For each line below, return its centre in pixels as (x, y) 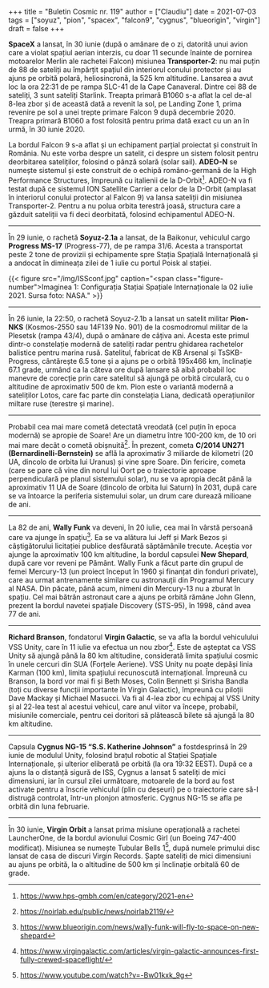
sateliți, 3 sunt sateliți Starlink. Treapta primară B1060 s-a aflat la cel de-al (130, 95)
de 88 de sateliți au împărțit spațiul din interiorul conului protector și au (125, 70)
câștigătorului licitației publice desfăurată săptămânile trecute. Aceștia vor (130, 546)
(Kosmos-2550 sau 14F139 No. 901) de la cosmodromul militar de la (137, 327)
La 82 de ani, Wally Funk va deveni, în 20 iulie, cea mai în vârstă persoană (131, 527)
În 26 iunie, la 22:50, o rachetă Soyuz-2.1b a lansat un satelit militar (118, 318)
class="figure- (200, 278)
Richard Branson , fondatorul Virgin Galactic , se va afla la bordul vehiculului (133, 637)
